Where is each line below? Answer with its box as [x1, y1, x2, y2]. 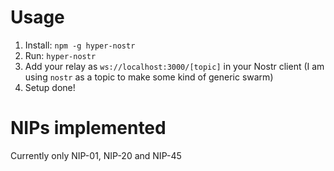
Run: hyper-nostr [24, 49, 97, 61]
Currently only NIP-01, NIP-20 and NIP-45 [10, 149, 182, 161]
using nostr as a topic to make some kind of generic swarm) [24, 71, 274, 83]
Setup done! [24, 81, 76, 93]
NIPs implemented [10, 117, 167, 140]
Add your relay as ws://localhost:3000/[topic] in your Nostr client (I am [24, 60, 325, 72]
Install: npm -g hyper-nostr [24, 39, 136, 51]
